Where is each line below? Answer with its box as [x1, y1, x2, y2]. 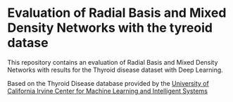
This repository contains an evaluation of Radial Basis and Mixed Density [7, 58, 218, 66]
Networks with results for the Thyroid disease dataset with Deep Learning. [7, 65, 223, 74]
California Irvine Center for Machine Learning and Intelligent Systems [7, 87, 208, 95]
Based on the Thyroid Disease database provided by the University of [7, 79, 209, 87]
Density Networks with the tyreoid [7, 20, 213, 36]
